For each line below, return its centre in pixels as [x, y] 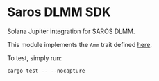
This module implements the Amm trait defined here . [80, 44]
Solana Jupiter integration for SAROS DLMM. [71, 31]
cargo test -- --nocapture [46, 71]
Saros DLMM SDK [59, 12]
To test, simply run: [35, 58]
